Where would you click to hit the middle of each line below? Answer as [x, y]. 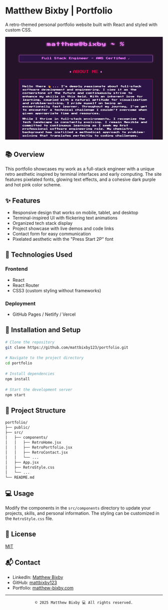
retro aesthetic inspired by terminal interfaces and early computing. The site [83, 174]
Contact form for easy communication [51, 234]
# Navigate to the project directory [44, 358]
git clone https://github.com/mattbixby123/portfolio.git [67, 347]
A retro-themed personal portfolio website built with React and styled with [81, 24]
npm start [15, 395]
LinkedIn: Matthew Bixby [38, 577]
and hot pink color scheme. [33, 185]
